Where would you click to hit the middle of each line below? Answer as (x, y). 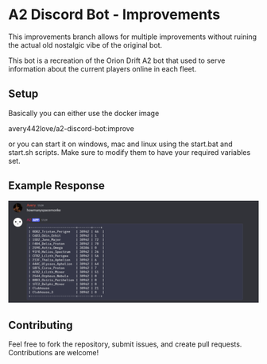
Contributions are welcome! (54, 353)
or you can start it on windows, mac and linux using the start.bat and (120, 144)
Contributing (41, 325)
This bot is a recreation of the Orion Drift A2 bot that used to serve (117, 60)
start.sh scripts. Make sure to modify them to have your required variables (130, 152)
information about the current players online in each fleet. (103, 68)
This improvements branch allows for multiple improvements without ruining (132, 37)
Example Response (56, 186)
